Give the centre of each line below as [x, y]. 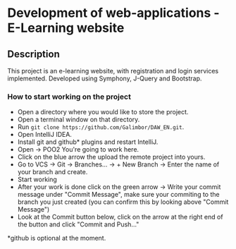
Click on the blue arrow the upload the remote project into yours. [111, 157]
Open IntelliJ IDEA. [45, 135]
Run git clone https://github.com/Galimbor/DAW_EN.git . [101, 127]
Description [33, 54]
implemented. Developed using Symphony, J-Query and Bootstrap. [105, 78]
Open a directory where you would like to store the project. [103, 112]
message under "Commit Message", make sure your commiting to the [118, 195]
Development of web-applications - [113, 13]
